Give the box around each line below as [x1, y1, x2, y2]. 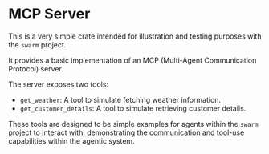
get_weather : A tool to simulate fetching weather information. [19, 95, 222, 104]
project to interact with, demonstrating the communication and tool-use [8, 128, 245, 137]
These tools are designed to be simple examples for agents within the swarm [8, 119, 259, 128]
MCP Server [8, 5, 91, 23]
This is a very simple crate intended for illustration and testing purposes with [8, 31, 262, 41]
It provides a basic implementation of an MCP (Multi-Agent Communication [8, 55, 257, 65]
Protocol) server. [8, 63, 64, 73]
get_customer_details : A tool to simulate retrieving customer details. [19, 103, 247, 113]
